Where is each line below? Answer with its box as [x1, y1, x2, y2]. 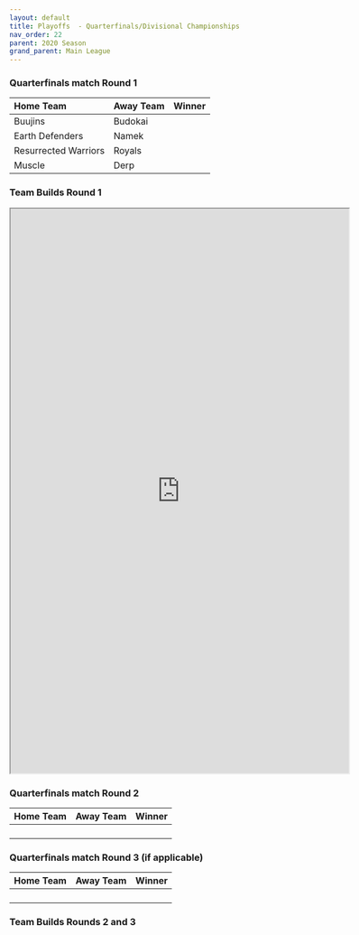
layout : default [9, 13, 70, 23]
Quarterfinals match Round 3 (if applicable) [9, 851, 204, 864]
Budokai [113, 115, 149, 127]
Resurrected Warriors [14, 145, 106, 157]
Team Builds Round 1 [9, 186, 102, 199]
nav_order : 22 [9, 30, 63, 39]
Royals [113, 145, 143, 157]
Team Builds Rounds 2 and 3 [9, 916, 136, 929]
